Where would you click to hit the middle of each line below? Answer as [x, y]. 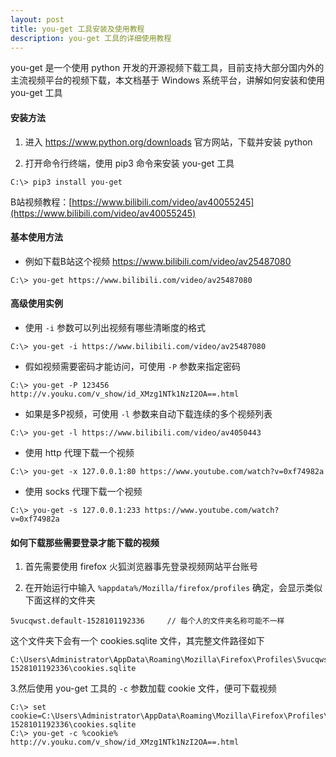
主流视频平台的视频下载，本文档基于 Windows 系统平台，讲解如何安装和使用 [167, 80]
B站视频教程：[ [41, 202]
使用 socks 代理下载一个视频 [83, 491]
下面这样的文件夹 [60, 600]
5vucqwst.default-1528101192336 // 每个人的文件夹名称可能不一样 [147, 621]
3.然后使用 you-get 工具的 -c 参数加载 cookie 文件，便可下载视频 [143, 688]
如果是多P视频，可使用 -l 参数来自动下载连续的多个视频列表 [148, 413]
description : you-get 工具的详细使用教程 [91, 38]
